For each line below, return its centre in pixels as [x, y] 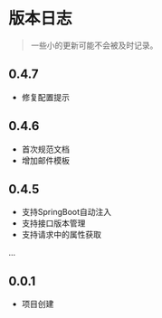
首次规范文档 [45, 149]
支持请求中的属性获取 [61, 235]
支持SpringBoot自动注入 [67, 212]
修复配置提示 [45, 97]
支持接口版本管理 [53, 223]
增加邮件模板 [45, 160]
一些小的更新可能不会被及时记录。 [94, 45]
